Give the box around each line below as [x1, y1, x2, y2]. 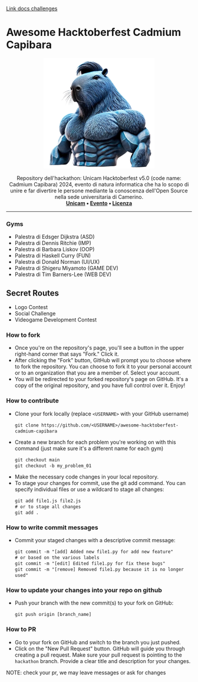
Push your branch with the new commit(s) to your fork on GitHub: [14, 599, 174, 606]
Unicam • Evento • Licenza [65, 199, 133, 206]
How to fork [6, 330, 41, 339]
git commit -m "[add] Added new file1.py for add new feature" [14, 549, 174, 555]
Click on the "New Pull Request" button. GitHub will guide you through [14, 645, 185, 652]
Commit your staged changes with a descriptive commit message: [14, 536, 176, 543]
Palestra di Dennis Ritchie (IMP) [14, 240, 91, 247]
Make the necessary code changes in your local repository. [14, 473, 159, 480]
